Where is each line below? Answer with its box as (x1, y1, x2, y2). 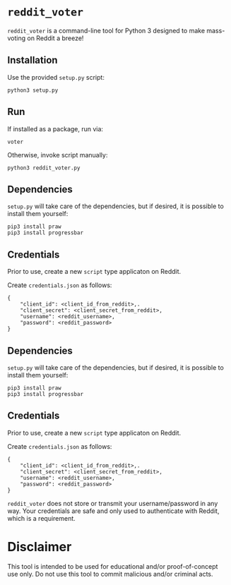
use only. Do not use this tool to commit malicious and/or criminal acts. (7, 569, 213, 578)
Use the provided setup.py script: (7, 73, 105, 81)
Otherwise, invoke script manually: (7, 150, 108, 159)
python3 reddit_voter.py (7, 164, 81, 171)
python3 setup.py (7, 87, 59, 94)
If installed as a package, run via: (7, 124, 104, 133)
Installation (7, 54, 58, 66)
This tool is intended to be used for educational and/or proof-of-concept (7, 562, 218, 570)
